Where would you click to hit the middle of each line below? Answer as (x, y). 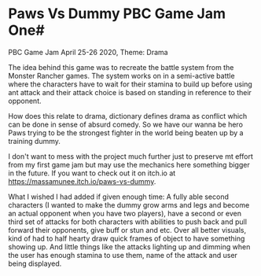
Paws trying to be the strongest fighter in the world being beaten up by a (126, 132)
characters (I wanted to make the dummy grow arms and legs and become (129, 204)
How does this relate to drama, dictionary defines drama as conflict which (128, 116)
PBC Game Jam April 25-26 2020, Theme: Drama (88, 52)
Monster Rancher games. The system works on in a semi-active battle (121, 75)
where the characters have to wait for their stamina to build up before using (130, 84)
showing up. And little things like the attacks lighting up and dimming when (129, 247)
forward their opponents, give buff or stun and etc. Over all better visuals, (127, 230)
